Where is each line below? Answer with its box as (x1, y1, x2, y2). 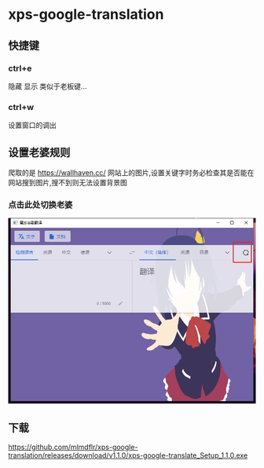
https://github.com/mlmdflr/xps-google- (8, 442, 138, 452)
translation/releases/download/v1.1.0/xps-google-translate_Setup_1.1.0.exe (8, 451, 248, 460)
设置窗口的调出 (8, 120, 57, 130)
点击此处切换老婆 (8, 199, 73, 210)
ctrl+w (8, 101, 34, 112)
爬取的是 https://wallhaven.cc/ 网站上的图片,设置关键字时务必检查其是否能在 (8, 167, 255, 177)
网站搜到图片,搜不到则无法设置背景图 (8, 177, 128, 187)
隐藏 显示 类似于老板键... (8, 81, 87, 91)
